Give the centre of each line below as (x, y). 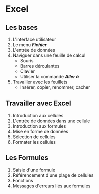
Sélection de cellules (34, 137)
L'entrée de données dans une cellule (51, 121)
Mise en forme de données (40, 131)
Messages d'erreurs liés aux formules (52, 186)
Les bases (21, 27)
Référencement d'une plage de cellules (53, 175)
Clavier (27, 71)
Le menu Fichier (29, 45)
